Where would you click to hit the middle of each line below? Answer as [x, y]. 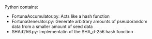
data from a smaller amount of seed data [52, 26]
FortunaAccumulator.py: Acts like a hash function [61, 16]
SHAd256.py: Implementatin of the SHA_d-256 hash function [72, 32]
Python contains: [21, 7]
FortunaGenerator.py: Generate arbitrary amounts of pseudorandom [79, 21]
